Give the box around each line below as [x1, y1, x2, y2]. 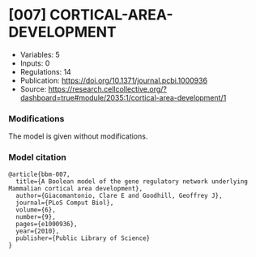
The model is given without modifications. [8, 131, 148, 141]
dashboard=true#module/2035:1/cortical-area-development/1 [19, 92, 227, 102]
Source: [19, 84, 47, 94]
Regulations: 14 [19, 66, 71, 76]
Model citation [8, 152, 66, 163]
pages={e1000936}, [15, 220, 79, 228]
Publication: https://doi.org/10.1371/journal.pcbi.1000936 [19, 75, 208, 85]
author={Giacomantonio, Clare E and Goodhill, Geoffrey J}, [15, 191, 223, 199]
